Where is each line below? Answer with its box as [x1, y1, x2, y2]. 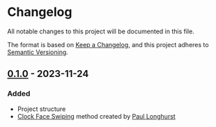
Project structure [17, 105, 66, 113]
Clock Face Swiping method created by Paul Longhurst [17, 112, 176, 120]
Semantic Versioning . [7, 48, 68, 56]
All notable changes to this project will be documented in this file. [7, 27, 195, 35]
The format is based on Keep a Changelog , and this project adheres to [7, 40, 209, 49]
